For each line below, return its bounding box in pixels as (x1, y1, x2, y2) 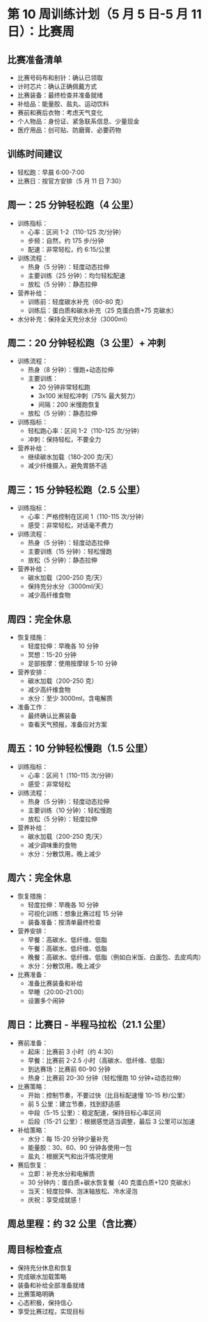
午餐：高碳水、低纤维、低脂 (27, 944, 108, 952)
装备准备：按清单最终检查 (27, 918, 102, 926)
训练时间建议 (7, 148, 63, 160)
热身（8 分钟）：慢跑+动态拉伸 (27, 365, 114, 374)
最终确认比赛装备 (27, 712, 77, 720)
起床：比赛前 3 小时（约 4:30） (27, 1047, 118, 1056)
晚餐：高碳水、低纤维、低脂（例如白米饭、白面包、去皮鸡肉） (27, 952, 205, 961)
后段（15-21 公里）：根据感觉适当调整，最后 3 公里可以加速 (27, 1117, 195, 1125)
